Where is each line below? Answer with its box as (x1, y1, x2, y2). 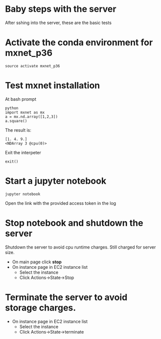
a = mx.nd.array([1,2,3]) (5, 114, 58, 119)
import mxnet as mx (5, 110, 45, 115)
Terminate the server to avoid (5, 291, 128, 303)
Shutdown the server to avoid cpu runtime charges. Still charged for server (5, 244, 156, 250)
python (5, 106, 19, 111)
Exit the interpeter (5, 149, 42, 155)
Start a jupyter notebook (5, 175, 107, 186)
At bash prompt (5, 96, 37, 102)
